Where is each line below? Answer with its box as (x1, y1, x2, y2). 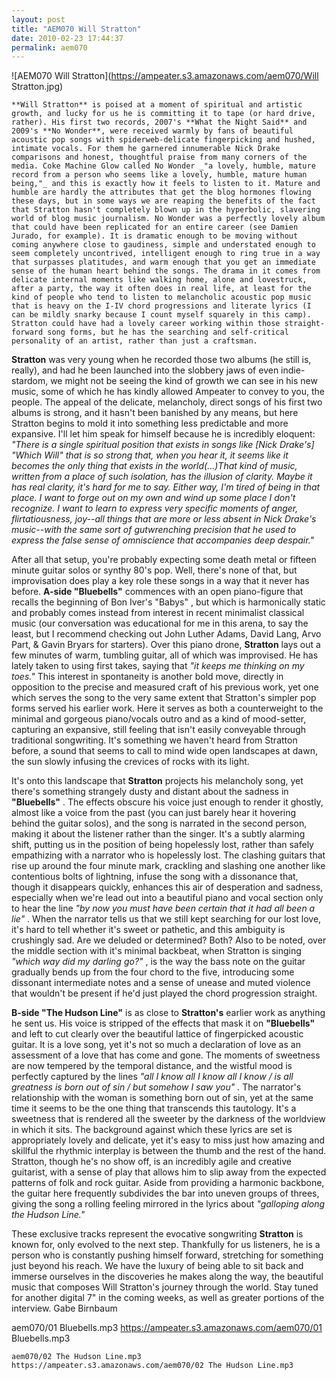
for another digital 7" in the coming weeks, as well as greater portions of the (11, 1292, 325, 1304)
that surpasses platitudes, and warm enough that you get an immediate (11, 257, 316, 268)
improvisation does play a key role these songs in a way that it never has (11, 575, 310, 587)
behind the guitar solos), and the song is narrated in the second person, (11, 817, 308, 830)
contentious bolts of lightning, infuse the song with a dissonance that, (11, 871, 299, 883)
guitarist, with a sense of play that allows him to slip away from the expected (11, 1166, 327, 1178)
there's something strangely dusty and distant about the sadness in (11, 786, 289, 798)
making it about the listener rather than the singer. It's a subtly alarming (11, 828, 306, 840)
